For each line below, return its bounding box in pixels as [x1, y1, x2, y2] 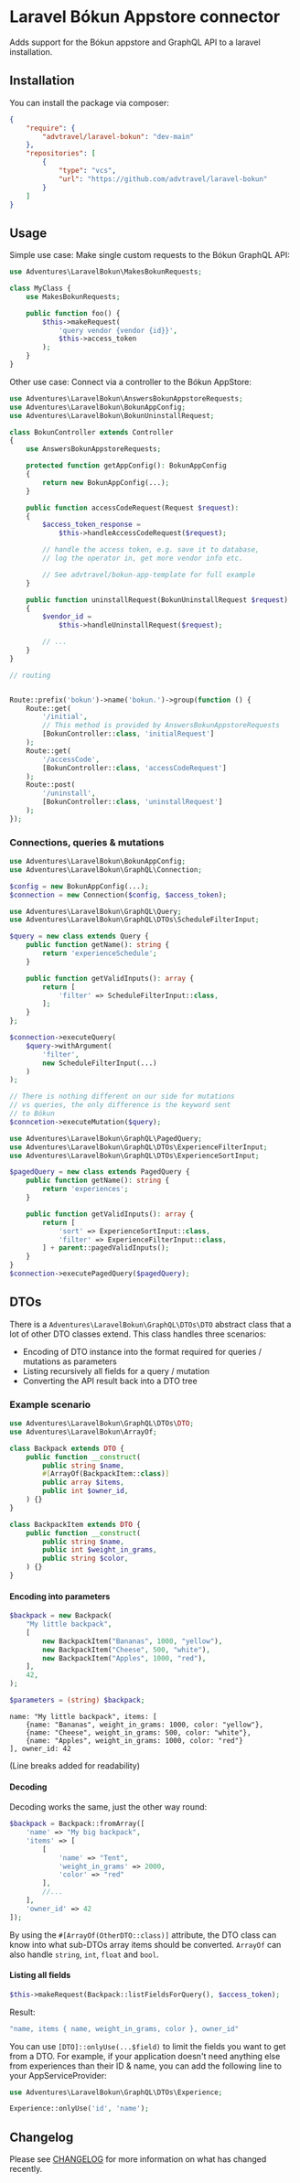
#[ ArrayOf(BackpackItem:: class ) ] [42, 1469, 170, 1479]
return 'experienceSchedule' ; [42, 949, 157, 958]
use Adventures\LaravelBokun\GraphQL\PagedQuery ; [9, 1134, 203, 1143]
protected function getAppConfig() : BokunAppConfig [26, 461, 227, 470]
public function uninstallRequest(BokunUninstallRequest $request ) [26, 595, 288, 605]
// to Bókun [9, 1109, 55, 1118]
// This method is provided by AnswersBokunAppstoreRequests [42, 721, 281, 730]
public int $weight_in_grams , [42, 1545, 157, 1554]
